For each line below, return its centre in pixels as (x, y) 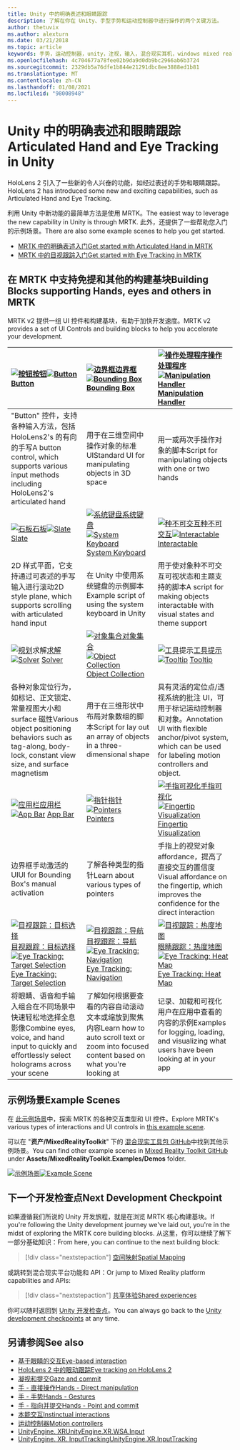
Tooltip (201, 659)
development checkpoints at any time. (64, 1318)
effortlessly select (41, 1055)
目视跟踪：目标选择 (44, 946)
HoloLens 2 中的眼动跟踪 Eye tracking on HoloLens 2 (95, 1370)
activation (27, 892)
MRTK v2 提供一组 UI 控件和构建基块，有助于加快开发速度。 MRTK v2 (109, 320)
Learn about (114, 875)
